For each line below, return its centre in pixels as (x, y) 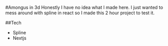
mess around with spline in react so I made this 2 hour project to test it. (80, 13)
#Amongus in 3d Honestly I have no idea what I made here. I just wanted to (84, 7)
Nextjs (19, 38)
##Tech (14, 23)
